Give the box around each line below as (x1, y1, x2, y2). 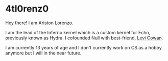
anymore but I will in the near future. (5, 50, 82, 56)
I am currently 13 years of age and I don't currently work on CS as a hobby (5, 44, 162, 50)
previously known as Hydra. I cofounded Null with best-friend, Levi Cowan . (5, 35, 163, 41)
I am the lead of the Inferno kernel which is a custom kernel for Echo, (5, 29, 151, 35)
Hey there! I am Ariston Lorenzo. (5, 20, 74, 26)
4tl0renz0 (5, 3, 49, 15)
